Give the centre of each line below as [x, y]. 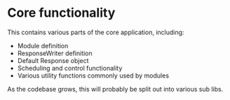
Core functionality [61, 13]
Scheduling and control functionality [70, 68]
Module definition [43, 45]
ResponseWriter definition [55, 53]
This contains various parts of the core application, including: [96, 32]
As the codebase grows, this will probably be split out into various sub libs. [115, 89]
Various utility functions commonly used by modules [93, 76]
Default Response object [53, 60]
